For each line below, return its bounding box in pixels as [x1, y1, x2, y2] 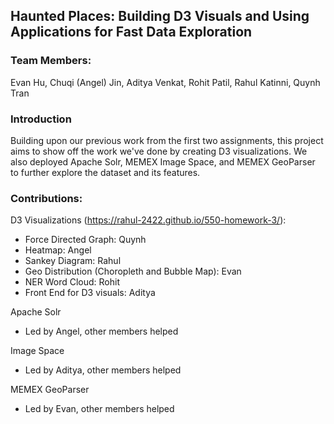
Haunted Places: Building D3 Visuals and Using [10, 8, 310, 25]
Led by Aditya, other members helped [24, 364, 182, 376]
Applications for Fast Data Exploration [10, 24, 253, 41]
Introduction [10, 112, 72, 126]
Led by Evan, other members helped [24, 403, 175, 415]
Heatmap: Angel [24, 244, 92, 256]
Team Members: [10, 54, 92, 68]
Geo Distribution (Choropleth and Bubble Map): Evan [24, 265, 242, 278]
